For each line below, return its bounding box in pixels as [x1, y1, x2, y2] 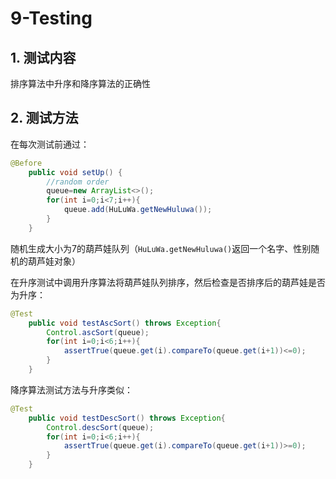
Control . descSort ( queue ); [46, 422, 155, 432]
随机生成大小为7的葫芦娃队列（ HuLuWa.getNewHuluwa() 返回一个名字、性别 [10, 242, 312, 254]
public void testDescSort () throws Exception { [28, 413, 226, 423]
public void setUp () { [28, 167, 123, 177]
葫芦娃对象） [27, 255, 81, 267]
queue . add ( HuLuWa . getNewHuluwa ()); [63, 205, 213, 215]
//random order [46, 177, 110, 187]
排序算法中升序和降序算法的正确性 [10, 78, 151, 89]
